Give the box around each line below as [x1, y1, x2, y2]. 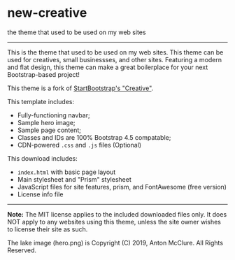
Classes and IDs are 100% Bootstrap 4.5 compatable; [17, 133, 171, 141]
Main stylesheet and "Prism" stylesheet [17, 175, 131, 183]
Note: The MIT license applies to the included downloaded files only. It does [7, 210, 227, 218]
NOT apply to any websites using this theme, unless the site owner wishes [7, 217, 222, 226]
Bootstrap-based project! [7, 70, 80, 78]
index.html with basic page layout [17, 168, 116, 176]
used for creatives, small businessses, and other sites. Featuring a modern [7, 55, 222, 64]
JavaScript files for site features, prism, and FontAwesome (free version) [17, 182, 227, 191]
